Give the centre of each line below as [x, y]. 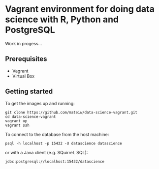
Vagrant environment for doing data [80, 9]
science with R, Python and [62, 19]
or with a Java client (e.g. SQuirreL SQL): [47, 152]
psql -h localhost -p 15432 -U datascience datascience [64, 143]
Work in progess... [24, 43]
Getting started [29, 92]
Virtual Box [23, 76]
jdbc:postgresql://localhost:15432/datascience [55, 161]
